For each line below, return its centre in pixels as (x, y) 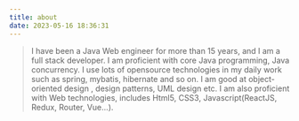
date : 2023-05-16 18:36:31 (59, 26)
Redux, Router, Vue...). (72, 107)
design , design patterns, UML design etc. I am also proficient (177, 88)
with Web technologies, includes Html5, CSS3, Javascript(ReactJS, (154, 97)
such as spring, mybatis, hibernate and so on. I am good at (139, 79)
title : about (33, 17)
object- (262, 79)
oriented (46, 88)
